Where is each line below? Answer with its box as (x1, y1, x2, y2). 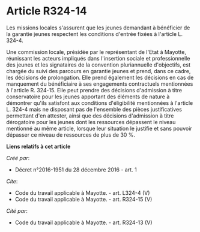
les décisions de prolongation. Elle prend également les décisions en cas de (6, 74, 194, 81)
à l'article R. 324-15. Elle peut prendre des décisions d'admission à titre (6, 86, 182, 94)
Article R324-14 (6, 4, 87, 18)
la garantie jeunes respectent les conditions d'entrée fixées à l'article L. (6, 30, 183, 37)
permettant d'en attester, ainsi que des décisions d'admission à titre (6, 112, 174, 119)
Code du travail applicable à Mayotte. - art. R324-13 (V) (14, 219, 153, 226)
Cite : (6, 177, 18, 185)
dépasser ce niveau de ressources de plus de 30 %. (6, 131, 136, 138)
